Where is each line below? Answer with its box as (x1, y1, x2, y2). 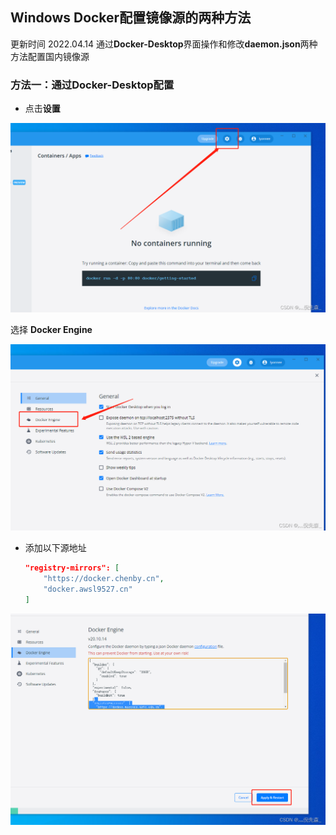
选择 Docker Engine (10, 324, 93, 336)
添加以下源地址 (24, 542, 87, 554)
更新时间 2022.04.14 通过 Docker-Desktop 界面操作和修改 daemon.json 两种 (10, 38, 318, 50)
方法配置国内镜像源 (10, 50, 90, 62)
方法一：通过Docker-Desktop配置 (10, 78, 175, 92)
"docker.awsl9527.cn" (43, 584, 133, 594)
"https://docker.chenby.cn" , (43, 573, 165, 583)
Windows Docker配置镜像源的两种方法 (10, 9, 252, 27)
